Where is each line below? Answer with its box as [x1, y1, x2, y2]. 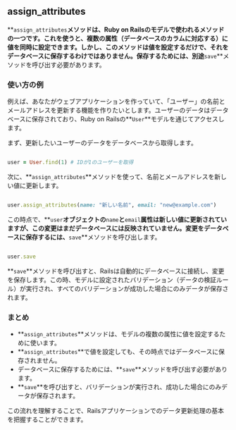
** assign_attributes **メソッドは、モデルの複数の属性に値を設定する [17, 330, 220, 338]
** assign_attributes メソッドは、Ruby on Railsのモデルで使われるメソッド [7, 25, 225, 34]
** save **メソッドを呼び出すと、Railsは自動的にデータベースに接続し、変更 [7, 266, 225, 275]
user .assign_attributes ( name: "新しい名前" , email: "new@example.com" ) [7, 201, 217, 209]
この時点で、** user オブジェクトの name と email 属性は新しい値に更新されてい [7, 215, 228, 223]
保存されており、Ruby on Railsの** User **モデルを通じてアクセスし [31, 115, 225, 123]
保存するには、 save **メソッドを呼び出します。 [25, 233, 161, 241]
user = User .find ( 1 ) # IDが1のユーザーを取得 [7, 159, 134, 166]
